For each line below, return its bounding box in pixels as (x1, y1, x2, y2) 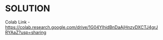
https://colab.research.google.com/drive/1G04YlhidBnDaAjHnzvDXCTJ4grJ (5, 24, 159, 30)
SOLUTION (5, 3, 50, 14)
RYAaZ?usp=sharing (5, 29, 47, 35)
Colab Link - (5, 19, 31, 25)
